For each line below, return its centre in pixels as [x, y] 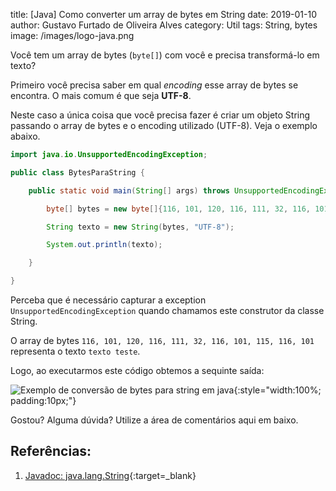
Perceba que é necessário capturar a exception [108, 300]
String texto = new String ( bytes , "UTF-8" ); [140, 227]
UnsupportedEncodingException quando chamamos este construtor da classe [167, 310]
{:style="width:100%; [277, 390]
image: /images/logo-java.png [72, 35]
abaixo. [25, 136]
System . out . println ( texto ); [104, 245]
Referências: [51, 451]
